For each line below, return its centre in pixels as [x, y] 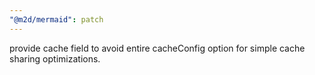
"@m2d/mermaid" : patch [56, 19]
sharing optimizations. [55, 58]
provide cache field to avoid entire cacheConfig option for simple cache [157, 48]
